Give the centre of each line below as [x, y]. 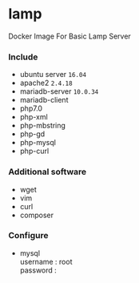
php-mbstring [43, 126]
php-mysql [38, 143]
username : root [46, 261]
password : [38, 270]
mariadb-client [44, 100]
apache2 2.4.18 [46, 83]
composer [37, 215]
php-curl [34, 151]
